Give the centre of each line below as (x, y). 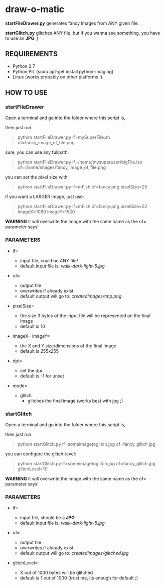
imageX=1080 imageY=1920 (46, 212)
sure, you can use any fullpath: (37, 152)
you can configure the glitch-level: (41, 454)
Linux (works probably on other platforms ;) (57, 77)
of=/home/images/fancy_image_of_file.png (62, 167)
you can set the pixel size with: (37, 177)
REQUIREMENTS (31, 54)
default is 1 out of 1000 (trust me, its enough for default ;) (79, 578)
